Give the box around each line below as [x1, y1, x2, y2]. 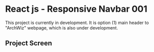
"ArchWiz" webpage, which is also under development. [5, 25, 118, 30]
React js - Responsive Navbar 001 [5, 3, 148, 15]
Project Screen [5, 39, 52, 48]
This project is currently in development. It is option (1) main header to [5, 20, 149, 26]
